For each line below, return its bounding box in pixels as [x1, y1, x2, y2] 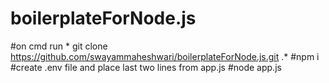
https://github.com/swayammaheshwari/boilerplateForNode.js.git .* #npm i [10, 50, 320, 62]
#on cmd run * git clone [10, 40, 108, 52]
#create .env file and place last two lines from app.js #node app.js [10, 61, 282, 73]
